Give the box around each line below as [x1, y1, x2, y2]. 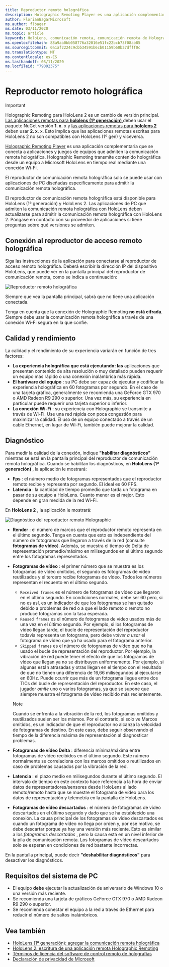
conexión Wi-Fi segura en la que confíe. [5, 319, 88, 325]
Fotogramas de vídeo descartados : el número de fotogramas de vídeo [12, 804, 161, 810]
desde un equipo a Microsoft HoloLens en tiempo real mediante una [5, 160, 146, 166]
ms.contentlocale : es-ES [5, 54, 57, 60]
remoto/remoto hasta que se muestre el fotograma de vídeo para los [12, 789, 154, 795]
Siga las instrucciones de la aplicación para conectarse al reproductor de [5, 258, 157, 264]
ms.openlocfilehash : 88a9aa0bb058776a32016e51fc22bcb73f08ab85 [5, 40, 141, 45]
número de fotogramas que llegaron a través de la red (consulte [12, 537, 145, 543]
